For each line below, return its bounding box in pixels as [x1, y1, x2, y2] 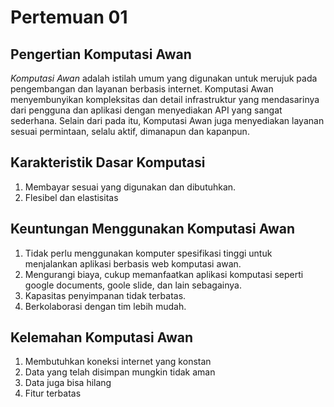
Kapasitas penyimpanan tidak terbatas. [24, 289, 187, 301]
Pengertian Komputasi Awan [10, 46, 192, 63]
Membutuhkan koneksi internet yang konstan [24, 356, 212, 368]
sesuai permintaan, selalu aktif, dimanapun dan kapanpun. [10, 126, 250, 137]
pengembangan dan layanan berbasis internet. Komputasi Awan [10, 83, 274, 95]
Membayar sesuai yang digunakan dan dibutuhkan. [24, 181, 237, 193]
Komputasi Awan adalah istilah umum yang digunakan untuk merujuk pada [10, 72, 318, 84]
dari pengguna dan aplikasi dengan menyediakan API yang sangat [10, 104, 283, 116]
